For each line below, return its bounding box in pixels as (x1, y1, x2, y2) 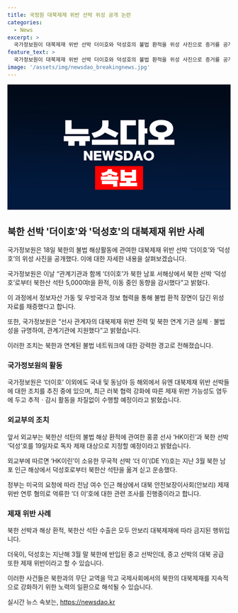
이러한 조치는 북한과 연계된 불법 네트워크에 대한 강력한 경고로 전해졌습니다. (7, 341, 214, 350)
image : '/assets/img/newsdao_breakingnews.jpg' (7, 64, 151, 71)
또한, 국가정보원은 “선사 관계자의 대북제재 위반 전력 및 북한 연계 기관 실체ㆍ (7, 317, 214, 326)
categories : (7, 18, 42, 26)
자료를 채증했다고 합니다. (7, 302, 76, 311)
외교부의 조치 (7, 415, 50, 425)
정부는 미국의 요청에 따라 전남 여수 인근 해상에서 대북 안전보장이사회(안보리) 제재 (7, 480, 229, 488)
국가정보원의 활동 (7, 360, 63, 370)
